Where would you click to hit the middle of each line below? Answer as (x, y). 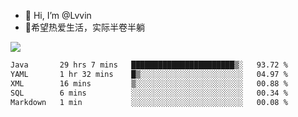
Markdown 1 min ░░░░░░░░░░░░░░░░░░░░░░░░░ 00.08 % (149, 102)
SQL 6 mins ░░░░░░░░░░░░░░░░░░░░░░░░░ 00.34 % (149, 93)
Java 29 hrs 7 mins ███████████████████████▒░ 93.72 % (149, 65)
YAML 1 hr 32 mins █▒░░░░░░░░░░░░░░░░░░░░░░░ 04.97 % (149, 74)
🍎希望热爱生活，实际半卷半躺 (84, 27)
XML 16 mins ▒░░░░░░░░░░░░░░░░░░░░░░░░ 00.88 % (149, 83)
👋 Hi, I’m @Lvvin (58, 15)
